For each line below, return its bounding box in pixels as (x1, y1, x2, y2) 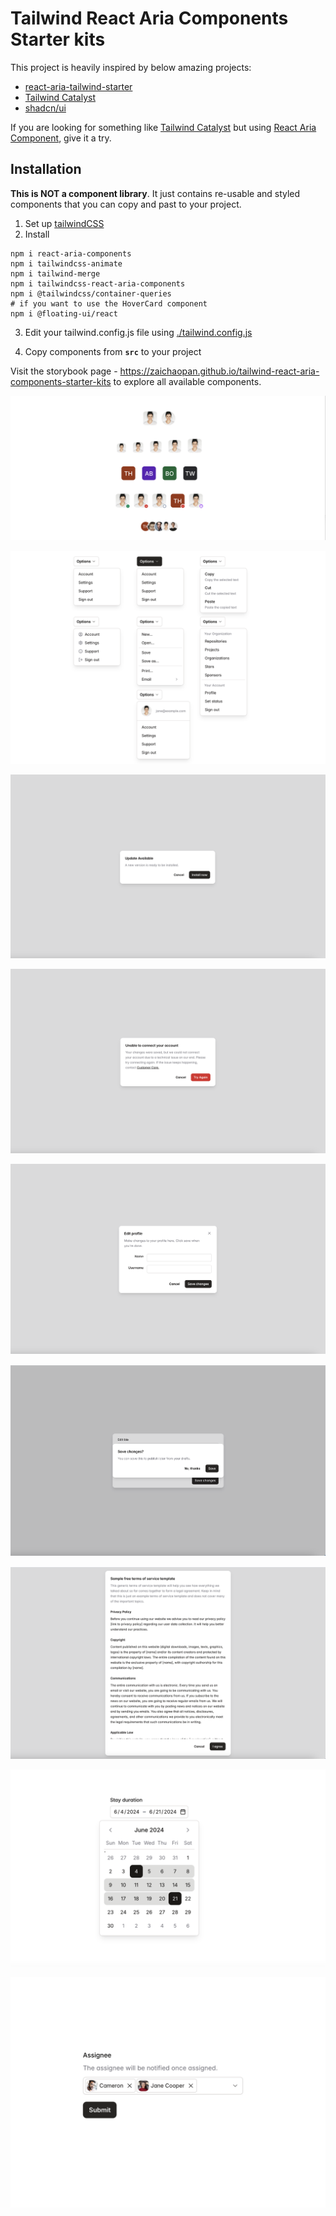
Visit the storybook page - (10, 365, 118, 377)
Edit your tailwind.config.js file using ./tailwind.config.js (24, 326, 253, 338)
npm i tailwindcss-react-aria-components (10, 278, 186, 289)
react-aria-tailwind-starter (24, 80, 133, 92)
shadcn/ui (24, 102, 67, 114)
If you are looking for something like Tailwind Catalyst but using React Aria (10, 121, 317, 133)
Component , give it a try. (10, 132, 112, 144)
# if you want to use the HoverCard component (10, 298, 208, 309)
